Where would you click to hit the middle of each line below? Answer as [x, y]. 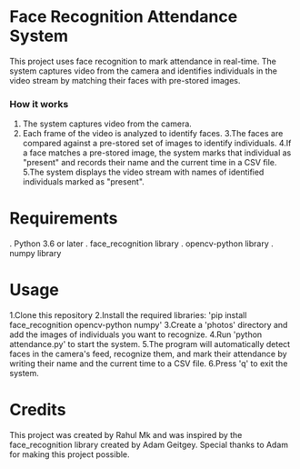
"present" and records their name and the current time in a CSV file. [150, 163]
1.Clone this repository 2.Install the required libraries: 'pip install [128, 315]
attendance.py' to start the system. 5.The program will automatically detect [150, 344]
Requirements [64, 219]
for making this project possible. [70, 454]
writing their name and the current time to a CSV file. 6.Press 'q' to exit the [149, 364]
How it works [39, 104]
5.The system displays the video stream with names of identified [143, 172]
